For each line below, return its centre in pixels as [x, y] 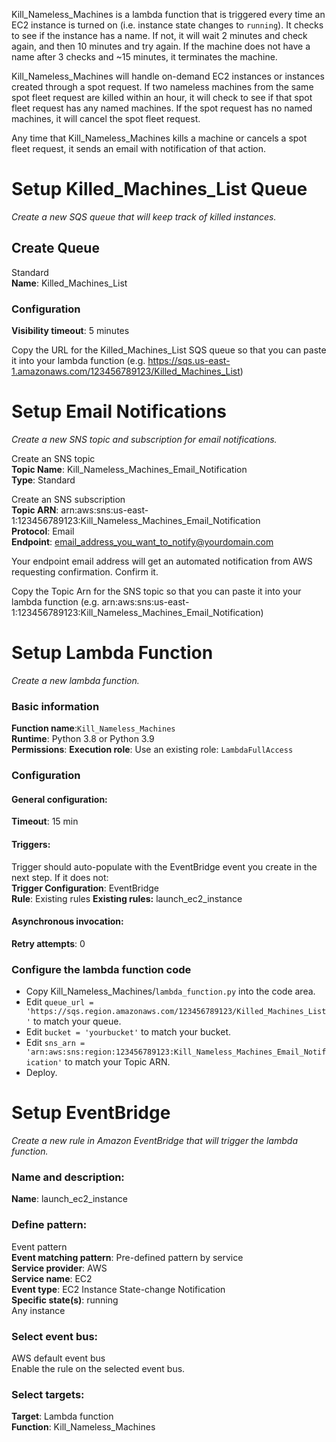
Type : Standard [43, 480]
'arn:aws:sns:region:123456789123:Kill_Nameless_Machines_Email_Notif [176, 1052]
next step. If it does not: [60, 877]
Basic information [55, 706]
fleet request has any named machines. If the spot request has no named [162, 108]
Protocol [29, 531]
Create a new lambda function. [75, 680]
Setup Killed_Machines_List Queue [159, 189]
